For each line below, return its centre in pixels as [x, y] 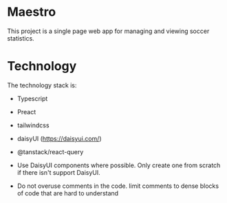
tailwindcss [33, 125]
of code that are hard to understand [68, 193]
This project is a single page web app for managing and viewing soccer [108, 31]
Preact [26, 111]
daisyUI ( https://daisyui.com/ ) [59, 138]
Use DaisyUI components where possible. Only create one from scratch [119, 165]
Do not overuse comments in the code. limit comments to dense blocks [118, 186]
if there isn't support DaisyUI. [59, 172]
